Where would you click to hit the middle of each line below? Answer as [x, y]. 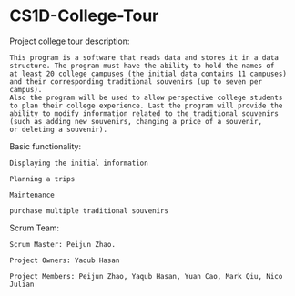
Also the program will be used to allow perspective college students [146, 97]
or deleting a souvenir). [58, 129]
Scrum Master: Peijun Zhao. [63, 244]
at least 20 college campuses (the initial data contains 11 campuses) [148, 74]
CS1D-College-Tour [84, 16]
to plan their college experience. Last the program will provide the [146, 106]
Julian [22, 284]
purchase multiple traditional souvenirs [89, 210]
